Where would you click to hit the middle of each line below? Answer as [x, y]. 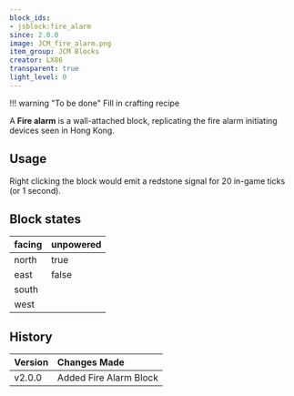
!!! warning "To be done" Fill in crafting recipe [95, 103]
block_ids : [30, 18]
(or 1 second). [35, 190]
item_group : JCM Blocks [55, 52]
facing [28, 245]
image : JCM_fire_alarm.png [61, 43]
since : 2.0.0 [34, 35]
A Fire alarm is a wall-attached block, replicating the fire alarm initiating [143, 120]
